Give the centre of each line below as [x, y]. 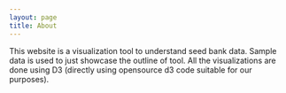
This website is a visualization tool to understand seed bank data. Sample [143, 50]
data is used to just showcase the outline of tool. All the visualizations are [143, 60]
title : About [33, 26]
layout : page [33, 17]
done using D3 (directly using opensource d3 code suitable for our [131, 70]
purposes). [29, 79]
